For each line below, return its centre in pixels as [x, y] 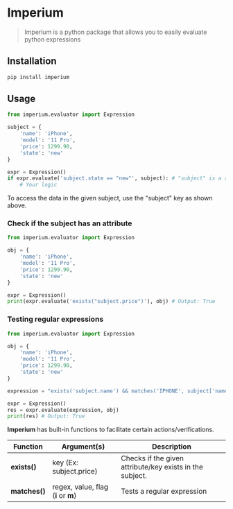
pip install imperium [38, 77]
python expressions [52, 39]
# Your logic [38, 185]
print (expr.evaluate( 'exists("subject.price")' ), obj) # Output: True [111, 302]
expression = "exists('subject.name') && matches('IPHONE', [96, 391]
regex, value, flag [80, 487]
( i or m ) [64, 496]
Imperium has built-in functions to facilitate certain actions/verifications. [111, 430]
